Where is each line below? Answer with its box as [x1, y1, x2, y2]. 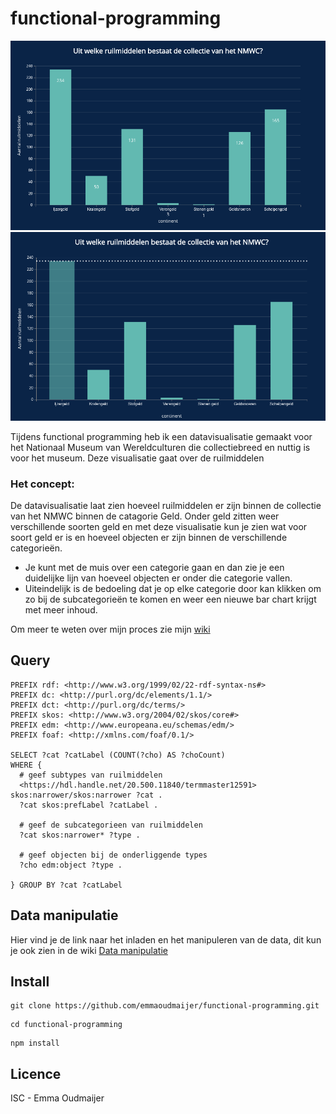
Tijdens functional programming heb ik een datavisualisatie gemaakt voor [10, 430, 313, 442]
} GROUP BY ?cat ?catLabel [10, 880, 123, 890]
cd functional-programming [10, 1020, 123, 1030]
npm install [10, 1038, 60, 1049]
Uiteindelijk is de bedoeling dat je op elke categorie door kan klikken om [24, 583, 322, 594]
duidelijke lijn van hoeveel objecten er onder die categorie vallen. [24, 572, 293, 584]
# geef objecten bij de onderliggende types [19, 850, 208, 860]
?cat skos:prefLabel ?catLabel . [19, 800, 159, 810]
